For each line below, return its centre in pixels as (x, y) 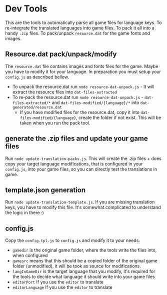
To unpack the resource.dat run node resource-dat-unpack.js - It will (83, 86)
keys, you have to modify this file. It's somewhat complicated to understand (83, 207)
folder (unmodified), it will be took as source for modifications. (76, 266)
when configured (30, 255)
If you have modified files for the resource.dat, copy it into (80, 112)
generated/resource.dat (37, 107)
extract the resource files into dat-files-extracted (65, 92)
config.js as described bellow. (37, 77)
